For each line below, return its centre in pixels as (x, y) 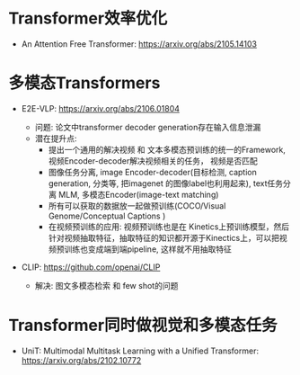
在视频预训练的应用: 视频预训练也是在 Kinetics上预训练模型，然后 (169, 227)
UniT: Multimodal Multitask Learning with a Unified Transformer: (140, 351)
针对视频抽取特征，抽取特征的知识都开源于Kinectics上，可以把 (164, 237)
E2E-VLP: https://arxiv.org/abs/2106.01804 (101, 108)
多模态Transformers (84, 83)
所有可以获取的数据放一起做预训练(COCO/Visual (137, 205)
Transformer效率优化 (88, 18)
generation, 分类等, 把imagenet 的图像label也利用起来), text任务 (166, 183)
